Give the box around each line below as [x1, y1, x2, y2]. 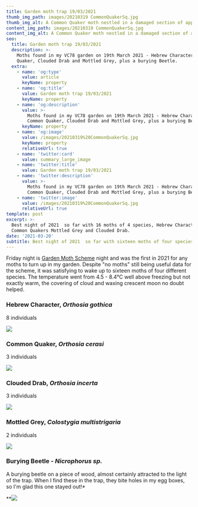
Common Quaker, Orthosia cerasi [6, 340, 104, 348]
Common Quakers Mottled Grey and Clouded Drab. [11, 227, 131, 233]
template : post [6, 211, 44, 217]
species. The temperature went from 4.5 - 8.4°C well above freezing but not [6, 273, 190, 280]
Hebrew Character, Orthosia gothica [6, 301, 113, 309]
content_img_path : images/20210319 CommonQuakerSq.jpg [6, 25, 144, 31]
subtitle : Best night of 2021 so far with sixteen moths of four [6, 238, 173, 244]
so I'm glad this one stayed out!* [6, 483, 85, 490]
